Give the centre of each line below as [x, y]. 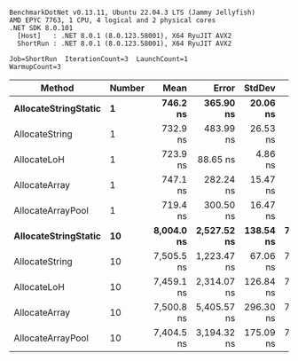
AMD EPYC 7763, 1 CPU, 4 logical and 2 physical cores [113, 20]
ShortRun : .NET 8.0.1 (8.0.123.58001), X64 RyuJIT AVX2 [125, 43]
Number [127, 88]
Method [57, 88]
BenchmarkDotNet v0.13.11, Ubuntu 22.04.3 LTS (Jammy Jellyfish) [132, 12]
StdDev [260, 88]
